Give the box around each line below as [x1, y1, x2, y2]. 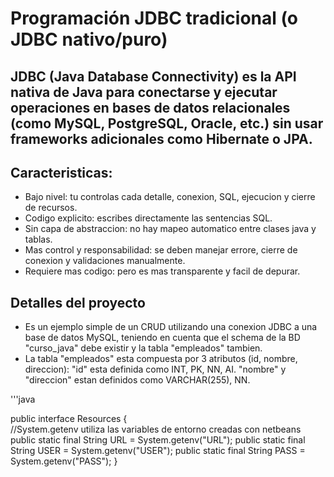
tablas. [24, 233, 53, 246]
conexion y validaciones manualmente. [24, 255, 186, 267]
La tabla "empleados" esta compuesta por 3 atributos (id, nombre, [24, 353, 298, 365]
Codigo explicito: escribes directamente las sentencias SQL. [24, 212, 273, 224]
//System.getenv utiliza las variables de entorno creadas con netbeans [10, 423, 302, 436]
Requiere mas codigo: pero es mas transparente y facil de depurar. [24, 265, 301, 277]
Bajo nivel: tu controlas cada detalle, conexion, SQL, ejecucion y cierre [24, 191, 316, 203]
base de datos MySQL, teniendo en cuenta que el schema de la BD [24, 332, 301, 344]
